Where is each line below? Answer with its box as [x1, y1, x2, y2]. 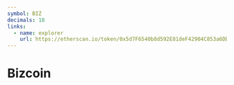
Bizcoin [7, 66, 52, 82]
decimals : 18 [7, 17, 45, 23]
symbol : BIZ [7, 10, 42, 17]
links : [7, 23, 26, 30]
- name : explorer [13, 29, 64, 37]
